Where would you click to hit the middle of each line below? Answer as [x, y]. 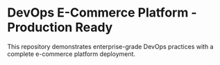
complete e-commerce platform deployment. [71, 54]
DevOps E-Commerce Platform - [102, 13]
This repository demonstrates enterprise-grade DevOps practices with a [110, 46]
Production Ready [60, 27]
